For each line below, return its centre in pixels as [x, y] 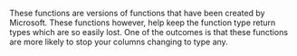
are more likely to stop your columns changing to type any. [119, 42]
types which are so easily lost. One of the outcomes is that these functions [148, 32]
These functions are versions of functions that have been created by [137, 13]
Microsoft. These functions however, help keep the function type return [143, 23]
